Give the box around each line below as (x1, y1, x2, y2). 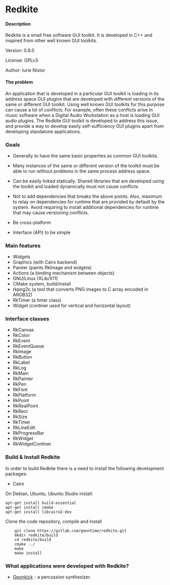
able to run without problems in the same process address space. (12, 168, 151, 174)
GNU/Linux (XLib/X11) (12, 275, 58, 282)
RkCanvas (12, 327, 34, 333)
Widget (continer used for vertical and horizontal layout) (12, 302, 131, 309)
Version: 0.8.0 (5, 48, 35, 54)
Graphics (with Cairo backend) (12, 259, 78, 265)
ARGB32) (12, 292, 33, 298)
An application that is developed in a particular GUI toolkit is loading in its (5, 90, 159, 97)
